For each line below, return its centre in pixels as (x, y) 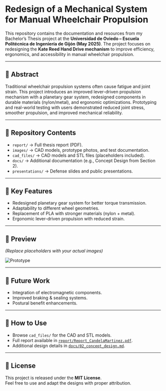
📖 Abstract (22, 74)
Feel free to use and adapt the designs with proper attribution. (68, 383)
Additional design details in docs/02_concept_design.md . (69, 346)
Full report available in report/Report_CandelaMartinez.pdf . (72, 340)
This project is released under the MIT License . (53, 378)
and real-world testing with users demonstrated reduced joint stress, (75, 107)
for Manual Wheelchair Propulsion (77, 20)
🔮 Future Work (28, 281)
